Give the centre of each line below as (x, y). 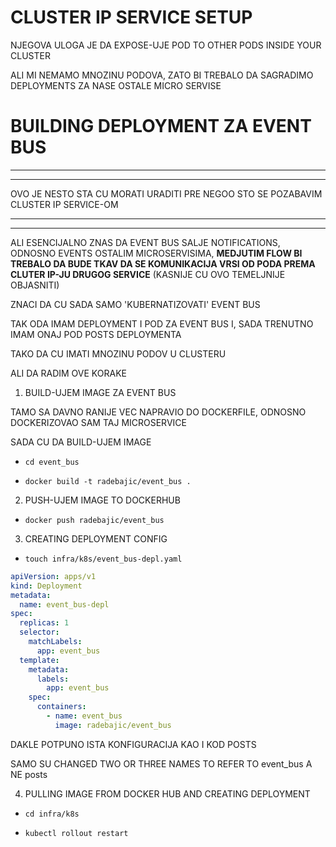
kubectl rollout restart (76, 833)
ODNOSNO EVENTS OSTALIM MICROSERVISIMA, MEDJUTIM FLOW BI (156, 253)
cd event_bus (52, 462)
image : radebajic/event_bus (113, 725)
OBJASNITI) (35, 285)
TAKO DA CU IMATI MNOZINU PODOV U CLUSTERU (118, 353)
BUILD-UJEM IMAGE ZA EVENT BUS (100, 392)
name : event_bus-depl (64, 604)
